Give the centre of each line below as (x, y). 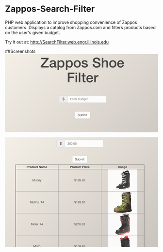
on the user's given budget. (33, 32)
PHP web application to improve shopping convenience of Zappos (71, 22)
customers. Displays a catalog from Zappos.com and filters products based (81, 27)
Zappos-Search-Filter (50, 9)
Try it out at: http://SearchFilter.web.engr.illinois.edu (57, 42)
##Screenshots (20, 51)
